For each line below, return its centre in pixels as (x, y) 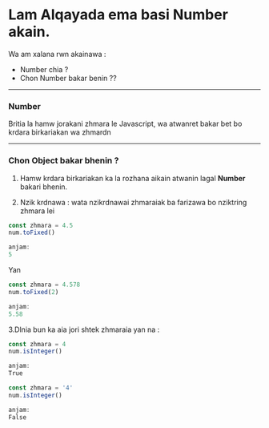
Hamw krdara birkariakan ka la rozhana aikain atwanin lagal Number (132, 178)
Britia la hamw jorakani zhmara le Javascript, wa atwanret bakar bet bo (125, 124)
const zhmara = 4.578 (44, 285)
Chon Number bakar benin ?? (68, 78)
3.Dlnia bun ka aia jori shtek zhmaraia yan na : (84, 329)
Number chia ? (44, 69)
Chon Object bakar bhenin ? (64, 160)
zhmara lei (37, 211)
